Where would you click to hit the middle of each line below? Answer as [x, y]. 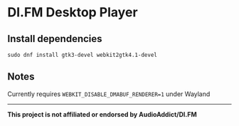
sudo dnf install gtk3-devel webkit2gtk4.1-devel [83, 55]
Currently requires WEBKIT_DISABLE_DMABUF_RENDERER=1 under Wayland [109, 94]
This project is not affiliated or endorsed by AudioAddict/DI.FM [102, 114]
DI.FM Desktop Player [73, 12]
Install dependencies [55, 39]
